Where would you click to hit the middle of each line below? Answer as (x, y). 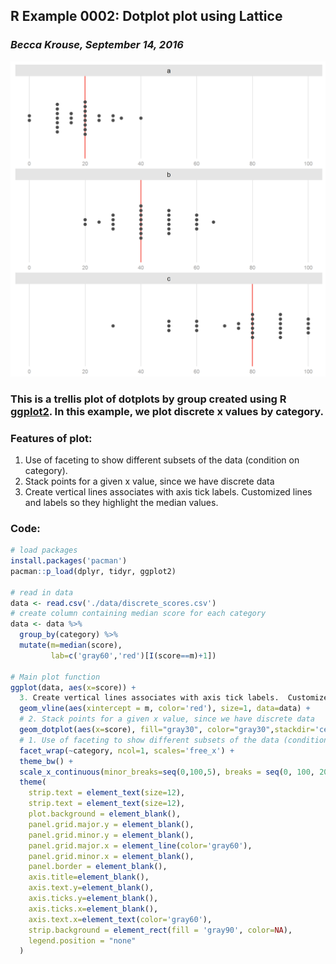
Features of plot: (51, 438)
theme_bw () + (46, 761)
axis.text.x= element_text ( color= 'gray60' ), (120, 919)
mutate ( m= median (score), (71, 645)
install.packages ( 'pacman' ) (69, 561)
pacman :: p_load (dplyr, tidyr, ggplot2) (93, 571)
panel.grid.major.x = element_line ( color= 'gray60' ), (140, 845)
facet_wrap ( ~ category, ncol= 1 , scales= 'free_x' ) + (127, 750)
